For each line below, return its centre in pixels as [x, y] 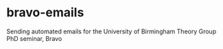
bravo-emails [45, 13]
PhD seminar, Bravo [34, 38]
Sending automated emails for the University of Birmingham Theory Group [111, 31]
